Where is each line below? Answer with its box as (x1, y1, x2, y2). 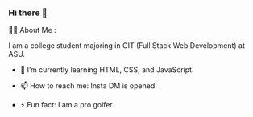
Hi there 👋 (8, 7, 48, 18)
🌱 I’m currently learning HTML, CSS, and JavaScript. (19, 65, 194, 75)
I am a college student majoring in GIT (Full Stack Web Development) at (8, 41, 246, 50)
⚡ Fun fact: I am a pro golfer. (19, 100, 114, 110)
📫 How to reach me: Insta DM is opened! (19, 81, 157, 91)
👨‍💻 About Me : (8, 26, 56, 35)
